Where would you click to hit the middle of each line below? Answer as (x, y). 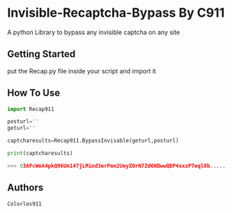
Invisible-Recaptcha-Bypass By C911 (116, 13)
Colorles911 (24, 204)
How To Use (34, 93)
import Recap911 (31, 109)
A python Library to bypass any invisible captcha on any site (94, 32)
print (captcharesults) (40, 154)
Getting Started (41, 54)
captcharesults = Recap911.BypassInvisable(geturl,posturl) (93, 141)
